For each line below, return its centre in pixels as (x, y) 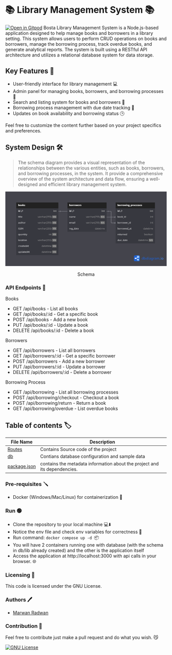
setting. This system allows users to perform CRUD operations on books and (86, 39)
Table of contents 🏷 (38, 425)
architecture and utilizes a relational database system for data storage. (80, 55)
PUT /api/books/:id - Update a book (50, 325)
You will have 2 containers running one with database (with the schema (88, 545)
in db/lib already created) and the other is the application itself (78, 550)
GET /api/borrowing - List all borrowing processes (66, 392)
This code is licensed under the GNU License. (54, 586)
